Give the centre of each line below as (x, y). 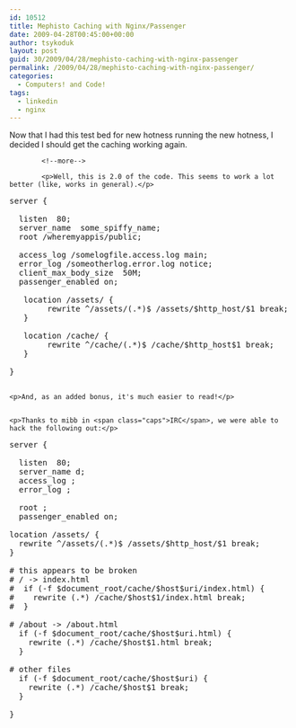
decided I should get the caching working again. (98, 145)
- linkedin (38, 101)
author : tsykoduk (42, 43)
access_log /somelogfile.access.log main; (113, 255)
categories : (31, 76)
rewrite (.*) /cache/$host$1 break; (109, 688)
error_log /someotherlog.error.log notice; (116, 264)
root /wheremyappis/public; (80, 237)
